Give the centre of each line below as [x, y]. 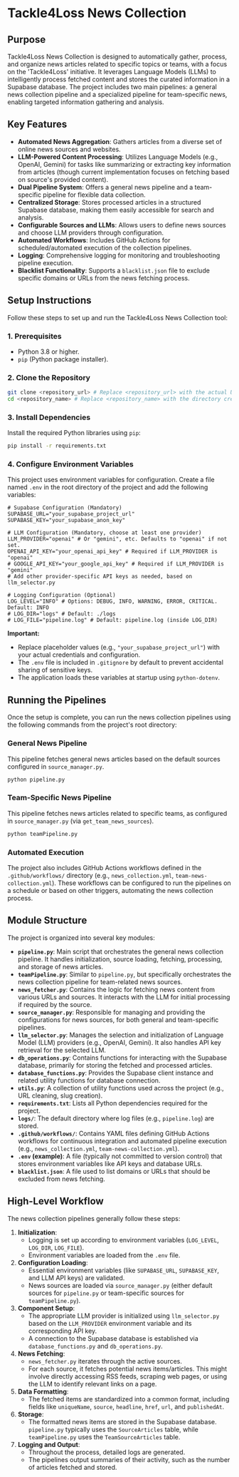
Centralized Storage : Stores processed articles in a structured [109, 202]
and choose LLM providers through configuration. [91, 232]
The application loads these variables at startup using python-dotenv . [119, 678]
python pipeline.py [36, 780]
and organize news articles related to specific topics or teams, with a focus [117, 64]
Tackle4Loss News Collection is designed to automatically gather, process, [117, 56]
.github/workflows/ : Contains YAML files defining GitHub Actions [113, 1133]
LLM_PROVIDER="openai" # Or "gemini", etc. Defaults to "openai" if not [117, 539]
